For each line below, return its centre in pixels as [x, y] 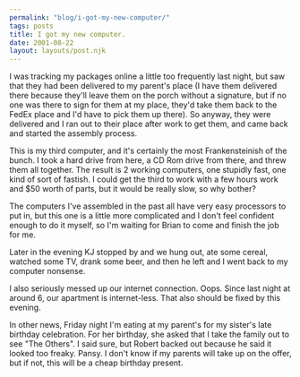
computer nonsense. [47, 271]
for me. [22, 235]
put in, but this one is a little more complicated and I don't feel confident [142, 216]
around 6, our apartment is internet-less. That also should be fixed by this [145, 298]
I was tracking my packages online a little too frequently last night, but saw [147, 76]
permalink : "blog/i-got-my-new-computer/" [90, 17]
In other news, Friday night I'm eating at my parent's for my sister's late [141, 325]
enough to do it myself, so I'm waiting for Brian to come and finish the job [144, 226]
